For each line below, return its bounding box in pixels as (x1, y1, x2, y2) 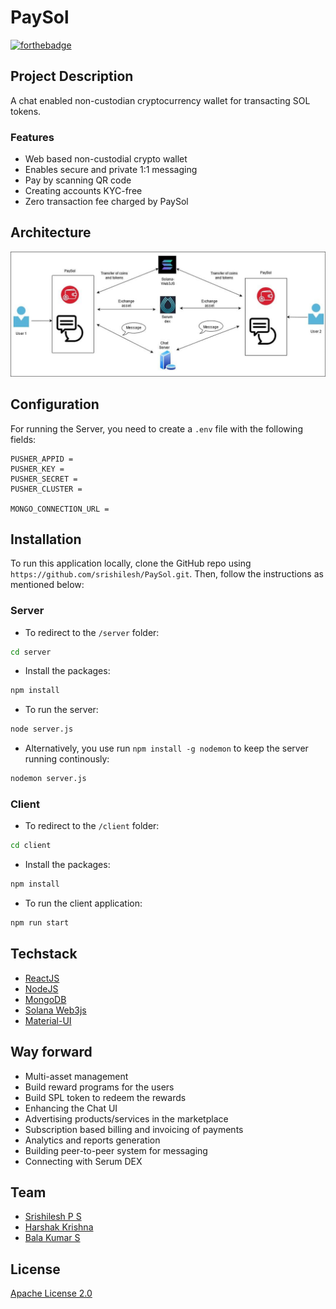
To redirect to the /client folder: (24, 820, 160, 832)
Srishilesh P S (24, 1211, 82, 1223)
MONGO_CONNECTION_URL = (10, 504, 110, 514)
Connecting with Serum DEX (24, 1155, 143, 1167)
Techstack (10, 946, 78, 963)
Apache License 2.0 (10, 1287, 93, 1300)
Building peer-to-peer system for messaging (24, 1144, 208, 1156)
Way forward (10, 1044, 93, 1061)
